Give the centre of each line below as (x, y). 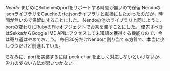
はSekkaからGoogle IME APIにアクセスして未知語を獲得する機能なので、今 (84, 33)
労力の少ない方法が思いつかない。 (41, 63)
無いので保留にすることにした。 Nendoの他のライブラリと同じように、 (89, 20)
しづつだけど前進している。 (34, 46)
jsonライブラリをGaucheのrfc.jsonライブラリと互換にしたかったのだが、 (82, 14)
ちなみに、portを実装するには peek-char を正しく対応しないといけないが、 (84, 57)
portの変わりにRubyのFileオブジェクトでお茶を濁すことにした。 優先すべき (84, 27)
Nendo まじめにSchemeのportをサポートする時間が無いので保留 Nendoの (83, 7)
